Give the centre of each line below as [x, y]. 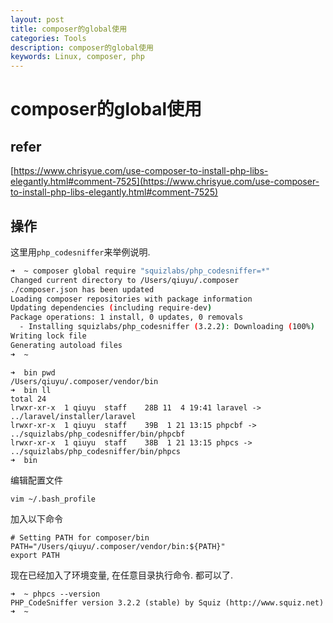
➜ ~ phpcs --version [55, 594]
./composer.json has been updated [82, 289]
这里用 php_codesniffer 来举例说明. [80, 252]
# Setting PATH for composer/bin [80, 537]
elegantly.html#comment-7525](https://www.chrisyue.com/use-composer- [165, 182]
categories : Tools [48, 38]
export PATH [35, 555]
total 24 [28, 399]
